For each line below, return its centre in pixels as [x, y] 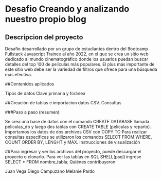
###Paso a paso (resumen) [32, 112]
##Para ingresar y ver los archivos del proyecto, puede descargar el [73, 152]
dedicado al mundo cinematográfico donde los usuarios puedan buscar [77, 59]
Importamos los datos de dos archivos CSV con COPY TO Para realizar [76, 132]
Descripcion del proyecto [44, 37]
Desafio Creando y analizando [67, 9]
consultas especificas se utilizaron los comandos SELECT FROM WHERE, [79, 137]
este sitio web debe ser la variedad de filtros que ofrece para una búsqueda [81, 69]
